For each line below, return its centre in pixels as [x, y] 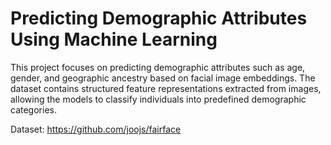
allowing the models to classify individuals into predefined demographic [158, 99]
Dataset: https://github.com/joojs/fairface [96, 129]
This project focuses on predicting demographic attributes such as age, [158, 67]
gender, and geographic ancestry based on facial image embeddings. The [163, 78]
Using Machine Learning [114, 39]
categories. [33, 109]
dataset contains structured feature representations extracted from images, [166, 88]
